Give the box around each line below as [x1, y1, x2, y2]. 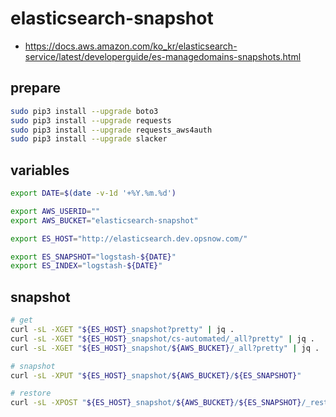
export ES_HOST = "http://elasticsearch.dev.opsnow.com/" [10, 233, 248, 244]
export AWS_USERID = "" [10, 206, 101, 216]
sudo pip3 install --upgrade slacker [10, 134, 168, 144]
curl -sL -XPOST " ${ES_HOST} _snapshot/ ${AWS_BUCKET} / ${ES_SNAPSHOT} [10, 398, 302, 408]
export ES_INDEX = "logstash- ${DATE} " [10, 261, 163, 271]
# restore [10, 388, 52, 399]
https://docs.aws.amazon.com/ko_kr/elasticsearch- [24, 40, 238, 52]
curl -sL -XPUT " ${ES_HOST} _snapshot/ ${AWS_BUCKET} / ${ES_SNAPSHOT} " [10, 370, 302, 381]
